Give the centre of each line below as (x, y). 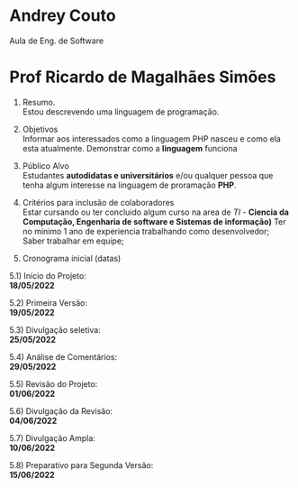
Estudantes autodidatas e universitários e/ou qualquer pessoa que (148, 175)
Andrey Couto (63, 16)
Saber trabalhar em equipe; (73, 241)
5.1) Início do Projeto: (48, 275)
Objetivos (40, 129)
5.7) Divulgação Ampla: (53, 437)
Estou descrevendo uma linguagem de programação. (121, 111)
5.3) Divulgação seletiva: (55, 329)
